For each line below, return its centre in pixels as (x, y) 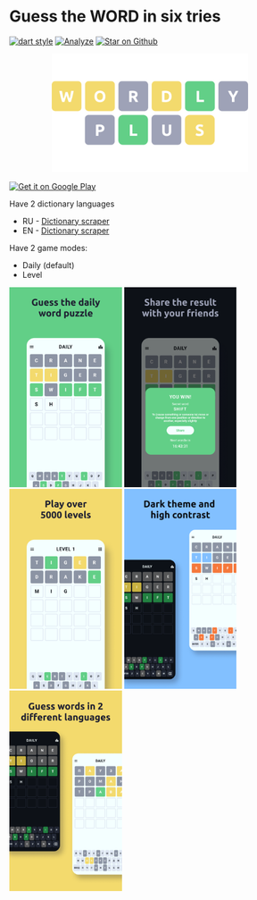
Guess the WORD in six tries (115, 17)
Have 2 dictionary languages (62, 204)
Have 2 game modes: (48, 248)
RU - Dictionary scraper (66, 221)
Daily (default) (48, 265)
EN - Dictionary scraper (66, 231)
